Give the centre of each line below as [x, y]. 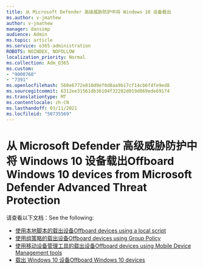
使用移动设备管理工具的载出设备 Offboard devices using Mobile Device [103, 246]
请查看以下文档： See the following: [50, 218]
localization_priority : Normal [46, 57]
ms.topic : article [29, 40]
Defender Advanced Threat [77, 187]
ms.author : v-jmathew [34, 18]
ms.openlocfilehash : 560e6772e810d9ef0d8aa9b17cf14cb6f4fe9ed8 [88, 86]
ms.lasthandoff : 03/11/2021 [42, 108]
